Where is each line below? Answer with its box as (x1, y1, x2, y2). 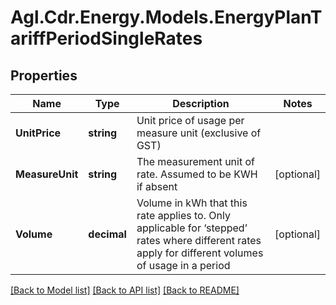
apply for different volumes (136, 246, 264, 260)
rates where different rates (136, 234, 262, 247)
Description (172, 97, 230, 110)
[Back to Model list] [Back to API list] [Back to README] (10, 284, 240, 296)
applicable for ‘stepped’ (136, 221, 248, 235)
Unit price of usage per (136, 114, 245, 127)
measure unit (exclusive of (136, 126, 262, 140)
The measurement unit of (136, 155, 255, 168)
